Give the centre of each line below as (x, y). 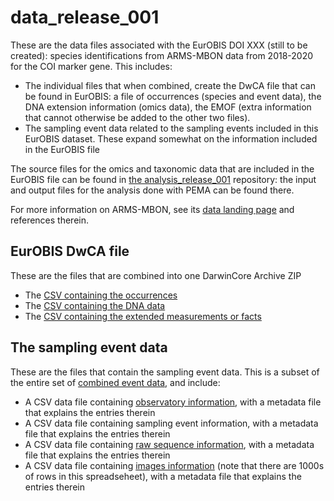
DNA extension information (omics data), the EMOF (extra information (168, 107)
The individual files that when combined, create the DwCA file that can (170, 85)
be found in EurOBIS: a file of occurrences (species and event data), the (173, 96)
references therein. (50, 220)
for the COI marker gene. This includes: (91, 66)
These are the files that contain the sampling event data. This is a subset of (165, 372)
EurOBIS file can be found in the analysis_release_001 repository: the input (163, 179)
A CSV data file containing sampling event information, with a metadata (171, 423)
